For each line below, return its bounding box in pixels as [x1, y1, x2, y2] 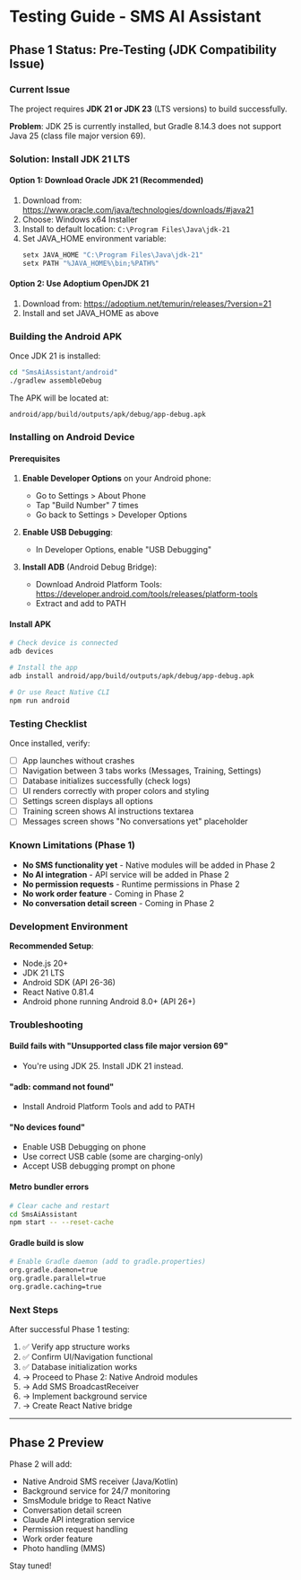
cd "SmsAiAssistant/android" [9, 368, 118, 377]
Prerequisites [9, 453, 61, 463]
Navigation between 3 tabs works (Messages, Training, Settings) [21, 765, 262, 776]
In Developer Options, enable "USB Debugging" [35, 544, 212, 555]
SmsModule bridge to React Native [21, 1496, 151, 1506]
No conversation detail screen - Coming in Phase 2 [21, 897, 215, 908]
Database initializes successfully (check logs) [21, 775, 191, 786]
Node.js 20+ [21, 958, 69, 968]
